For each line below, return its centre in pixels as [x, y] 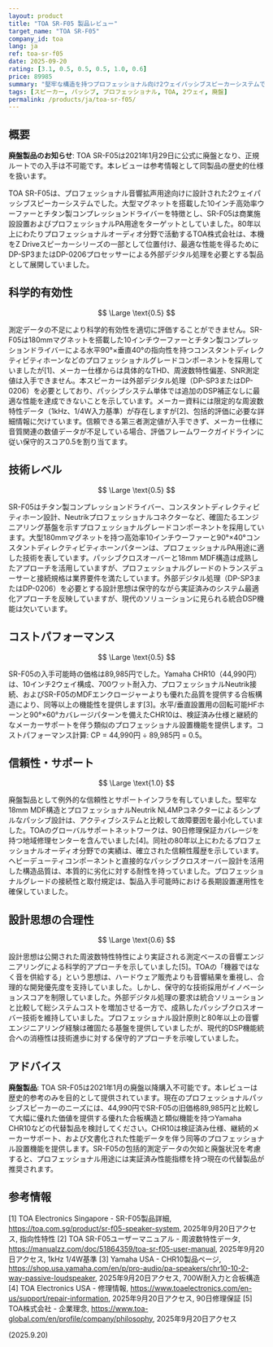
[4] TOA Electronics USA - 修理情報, [69, 1288]
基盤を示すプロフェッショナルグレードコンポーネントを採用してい [154, 527]
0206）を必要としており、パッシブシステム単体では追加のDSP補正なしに [131, 390]
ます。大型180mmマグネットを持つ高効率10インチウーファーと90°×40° [127, 537]
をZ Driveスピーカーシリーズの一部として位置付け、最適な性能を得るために [134, 244]
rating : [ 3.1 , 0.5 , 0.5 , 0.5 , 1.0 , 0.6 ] [78, 69]
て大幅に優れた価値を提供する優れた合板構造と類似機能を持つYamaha [125, 1118]
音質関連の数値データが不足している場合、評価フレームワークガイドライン [133, 431]
